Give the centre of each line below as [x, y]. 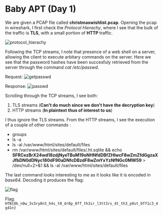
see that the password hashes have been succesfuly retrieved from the [77, 62]
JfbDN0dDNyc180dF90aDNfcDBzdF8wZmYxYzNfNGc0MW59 [77, 160]
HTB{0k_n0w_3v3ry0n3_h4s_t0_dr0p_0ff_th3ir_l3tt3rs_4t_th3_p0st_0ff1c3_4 [82, 203]
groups [19, 134]
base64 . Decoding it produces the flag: [44, 180]
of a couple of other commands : [38, 125]
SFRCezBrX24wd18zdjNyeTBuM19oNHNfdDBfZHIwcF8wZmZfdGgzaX [85, 155]
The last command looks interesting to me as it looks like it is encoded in [78, 175]
